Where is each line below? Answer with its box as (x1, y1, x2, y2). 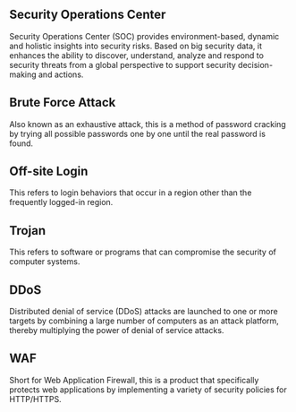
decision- (238, 59, 274, 70)
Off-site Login (9, 164, 89, 179)
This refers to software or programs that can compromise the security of (9, 246, 277, 258)
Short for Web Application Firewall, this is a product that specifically (9, 374, 259, 385)
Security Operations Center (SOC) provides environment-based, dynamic (9, 30, 280, 41)
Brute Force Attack (9, 95, 116, 110)
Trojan (9, 223, 47, 238)
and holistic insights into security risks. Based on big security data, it (9, 40, 262, 51)
